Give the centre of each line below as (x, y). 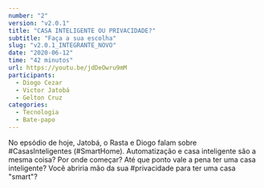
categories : (28, 105)
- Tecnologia (37, 113)
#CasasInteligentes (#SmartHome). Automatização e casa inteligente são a (132, 151)
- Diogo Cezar (39, 82)
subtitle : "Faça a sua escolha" (62, 38)
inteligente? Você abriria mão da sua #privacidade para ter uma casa (122, 168)
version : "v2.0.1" (39, 23)
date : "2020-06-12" (41, 53)
